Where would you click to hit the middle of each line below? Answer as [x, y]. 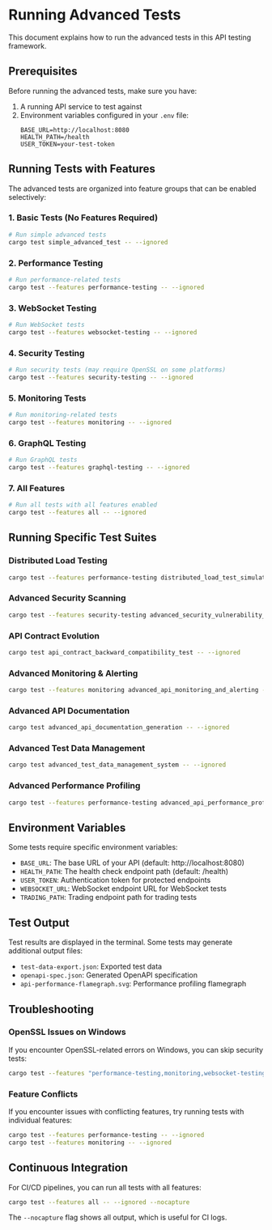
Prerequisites [43, 72]
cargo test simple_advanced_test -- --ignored [88, 242]
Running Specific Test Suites [83, 538]
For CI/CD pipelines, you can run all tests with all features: [105, 1187]
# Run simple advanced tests [57, 235]
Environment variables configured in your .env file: [104, 115]
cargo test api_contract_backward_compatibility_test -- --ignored [125, 652]
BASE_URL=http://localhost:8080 [74, 130]
